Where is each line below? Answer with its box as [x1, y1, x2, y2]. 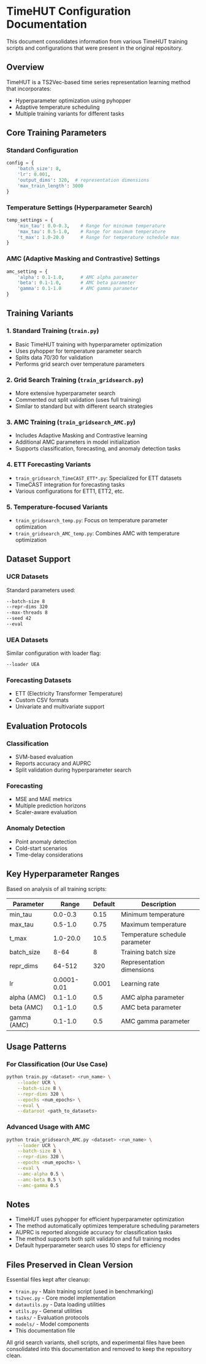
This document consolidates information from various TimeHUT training [6, 37, 188, 45]
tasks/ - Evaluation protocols [15, 1314, 90, 1322]
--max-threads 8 [6, 609, 48, 616]
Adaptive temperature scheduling [15, 103, 100, 111]
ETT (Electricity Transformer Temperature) [15, 690, 123, 697]
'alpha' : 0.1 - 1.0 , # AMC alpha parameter [17, 274, 139, 280]
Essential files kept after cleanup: [6, 1276, 90, 1284]
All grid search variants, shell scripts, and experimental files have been [6, 1339, 185, 1346]
